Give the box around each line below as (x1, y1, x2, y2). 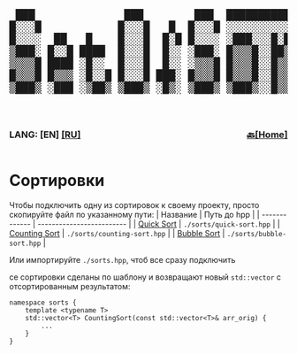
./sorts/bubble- (226, 229, 287, 238)
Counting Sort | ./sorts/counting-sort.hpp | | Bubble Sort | (9, 227, 225, 238)
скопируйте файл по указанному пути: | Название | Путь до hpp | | (9, 209, 261, 219)
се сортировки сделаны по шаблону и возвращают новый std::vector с (9, 272, 281, 282)
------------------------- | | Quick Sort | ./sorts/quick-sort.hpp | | (37, 219, 280, 229)
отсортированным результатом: (9, 281, 131, 291)
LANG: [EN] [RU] (9, 128, 81, 141)
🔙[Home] (247, 128, 288, 141)
